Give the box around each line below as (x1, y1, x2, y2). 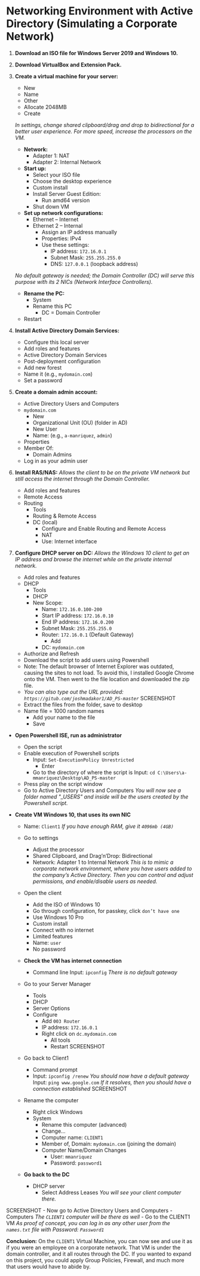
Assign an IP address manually (41, 228, 118, 235)
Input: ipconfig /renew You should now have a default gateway (32, 1072, 189, 1080)
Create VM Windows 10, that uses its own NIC (14, 811, 131, 818)
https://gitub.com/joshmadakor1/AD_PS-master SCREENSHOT (23, 694, 176, 702)
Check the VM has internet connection (23, 957, 122, 964)
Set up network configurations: (23, 209, 103, 216)
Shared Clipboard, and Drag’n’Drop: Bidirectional (32, 852, 153, 859)
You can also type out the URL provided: (23, 688, 124, 696)
